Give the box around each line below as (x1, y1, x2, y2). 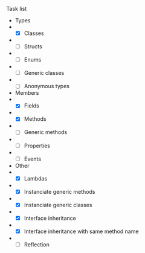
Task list (6, 5, 27, 12)
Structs (24, 43, 42, 50)
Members (14, 89, 39, 97)
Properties (24, 142, 50, 149)
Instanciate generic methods (24, 188, 95, 195)
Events (24, 155, 41, 162)
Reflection (24, 241, 50, 248)
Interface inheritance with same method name (24, 228, 139, 235)
